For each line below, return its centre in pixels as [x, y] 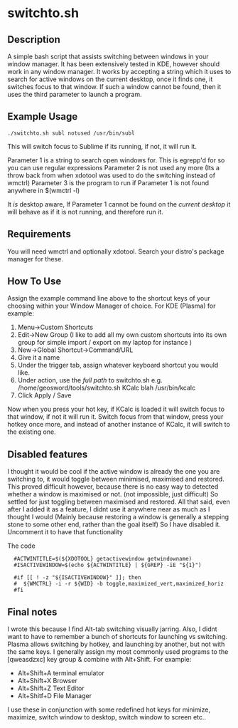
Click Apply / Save [44, 395]
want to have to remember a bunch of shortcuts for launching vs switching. [117, 637]
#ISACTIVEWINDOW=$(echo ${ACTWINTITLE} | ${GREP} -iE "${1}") [108, 565]
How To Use [34, 282]
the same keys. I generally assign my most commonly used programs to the [118, 652]
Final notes [32, 612]
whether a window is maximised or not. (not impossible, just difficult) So [113, 494]
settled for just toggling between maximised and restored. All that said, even [119, 502]
